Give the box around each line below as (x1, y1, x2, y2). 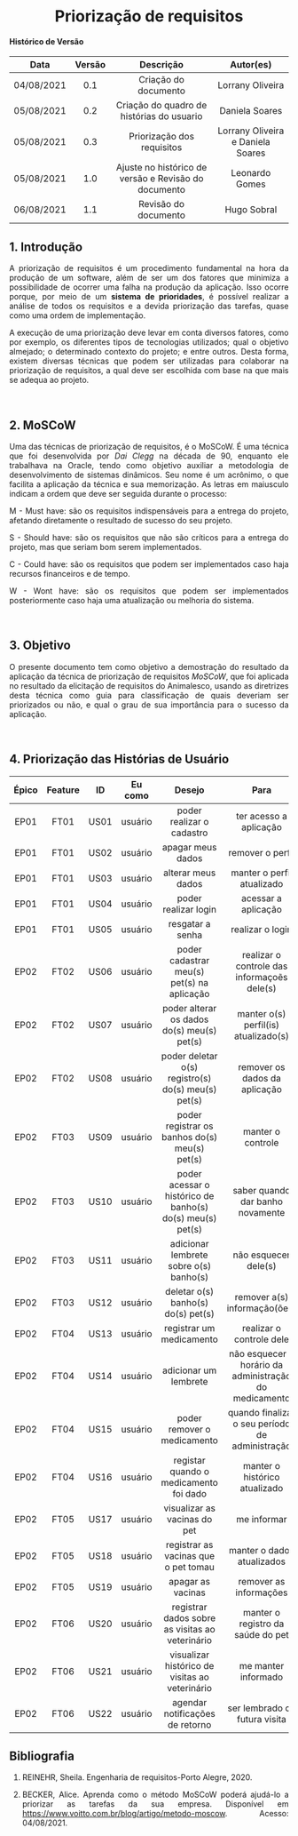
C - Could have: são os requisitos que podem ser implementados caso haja (9, 559, 289, 570)
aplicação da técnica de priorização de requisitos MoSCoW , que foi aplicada (9, 671, 289, 682)
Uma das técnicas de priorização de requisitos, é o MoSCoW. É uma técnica (9, 442, 289, 452)
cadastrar (169, 954, 210, 966)
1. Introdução (9, 239, 82, 254)
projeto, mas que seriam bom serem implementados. (9, 542, 202, 553)
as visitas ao (163, 1623, 216, 1635)
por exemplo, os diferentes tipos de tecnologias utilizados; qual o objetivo (9, 337, 289, 347)
